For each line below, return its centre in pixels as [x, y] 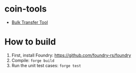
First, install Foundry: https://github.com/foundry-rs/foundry [71, 55]
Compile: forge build [33, 60]
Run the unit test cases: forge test [46, 65]
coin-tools [26, 9]
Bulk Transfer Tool [30, 22]
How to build [30, 42]
